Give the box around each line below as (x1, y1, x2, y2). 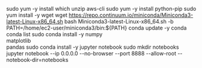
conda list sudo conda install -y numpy (6, 31, 103, 38)
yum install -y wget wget (6, 11, 68, 19)
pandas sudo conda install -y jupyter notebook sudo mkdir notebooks (6, 43, 179, 51)
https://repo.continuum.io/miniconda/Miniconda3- (68, 11, 194, 19)
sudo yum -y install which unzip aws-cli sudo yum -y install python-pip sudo (6, 5, 197, 12)
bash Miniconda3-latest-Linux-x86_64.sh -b (64, 18, 174, 25)
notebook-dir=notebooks (6, 57, 69, 63)
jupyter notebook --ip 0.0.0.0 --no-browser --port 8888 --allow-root (6, 50, 177, 57)
